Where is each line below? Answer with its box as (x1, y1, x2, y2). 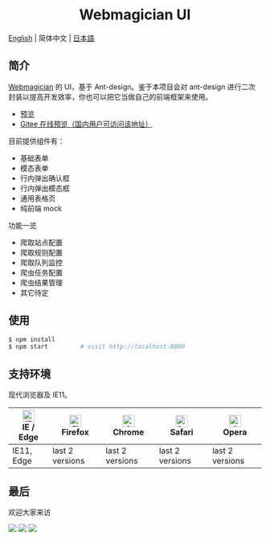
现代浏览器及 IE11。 (8, 390, 72, 399)
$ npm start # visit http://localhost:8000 (8, 343, 185, 351)
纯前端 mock (19, 203, 63, 213)
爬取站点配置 (19, 237, 63, 247)
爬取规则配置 (19, 247, 63, 257)
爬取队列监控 (19, 257, 63, 267)
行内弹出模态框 (19, 183, 70, 193)
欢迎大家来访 (8, 507, 51, 517)
